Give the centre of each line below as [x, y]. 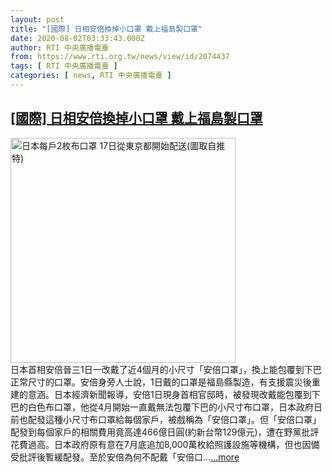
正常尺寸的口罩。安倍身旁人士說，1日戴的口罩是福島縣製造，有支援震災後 [161, 382]
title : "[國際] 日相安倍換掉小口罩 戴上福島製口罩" [106, 29]
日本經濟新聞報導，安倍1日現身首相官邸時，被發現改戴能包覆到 [182, 394]
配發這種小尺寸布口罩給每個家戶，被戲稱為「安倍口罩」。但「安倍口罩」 [174, 419]
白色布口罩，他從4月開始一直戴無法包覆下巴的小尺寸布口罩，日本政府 [171, 407]
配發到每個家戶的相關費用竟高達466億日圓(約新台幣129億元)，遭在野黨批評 [165, 432]
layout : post [37, 19]
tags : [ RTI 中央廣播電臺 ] [64, 66]
